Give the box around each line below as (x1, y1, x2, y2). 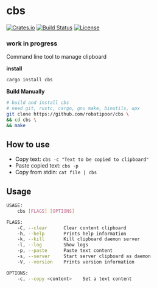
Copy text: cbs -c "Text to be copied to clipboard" (15, 155, 149, 163)
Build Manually (6, 88, 45, 95)
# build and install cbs (6, 100, 69, 106)
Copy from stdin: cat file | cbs (15, 169, 97, 176)
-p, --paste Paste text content (17, 248, 113, 254)
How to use (6, 139, 50, 150)
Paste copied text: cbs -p (15, 162, 79, 169)
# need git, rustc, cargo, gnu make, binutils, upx (6, 105, 140, 111)
